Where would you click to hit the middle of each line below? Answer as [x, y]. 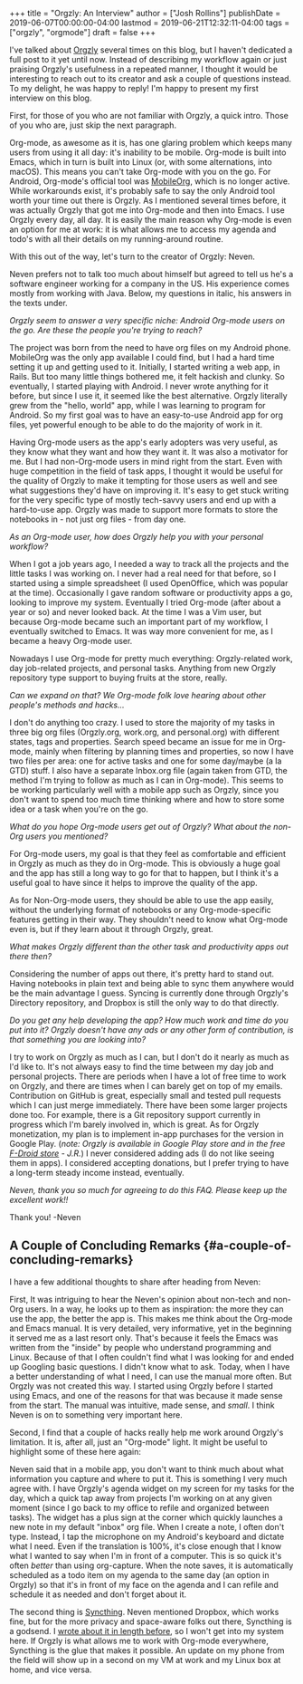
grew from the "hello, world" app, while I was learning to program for [137, 405]
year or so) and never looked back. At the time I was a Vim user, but [136, 612]
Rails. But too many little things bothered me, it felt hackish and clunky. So [147, 376]
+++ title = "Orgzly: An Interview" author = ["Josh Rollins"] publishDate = [145, 13]
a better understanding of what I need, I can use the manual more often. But [151, 1376]
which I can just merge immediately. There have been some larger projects [148, 1105]
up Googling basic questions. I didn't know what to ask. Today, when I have [150, 1366]
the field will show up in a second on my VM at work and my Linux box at [145, 1660]
